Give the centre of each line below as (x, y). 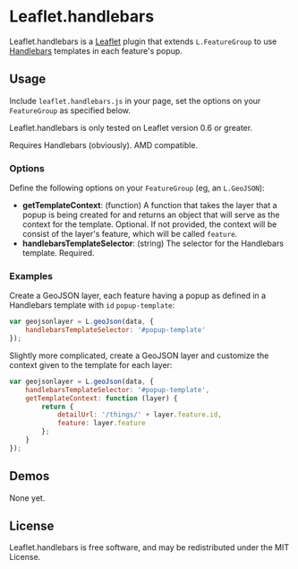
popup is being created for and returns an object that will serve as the (151, 215)
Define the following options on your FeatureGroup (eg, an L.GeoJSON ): (137, 188)
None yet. (27, 498)
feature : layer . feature (101, 424)
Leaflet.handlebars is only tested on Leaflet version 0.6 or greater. (131, 127)
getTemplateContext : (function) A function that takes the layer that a (149, 206)
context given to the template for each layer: (91, 364)
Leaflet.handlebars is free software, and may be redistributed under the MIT (149, 547)
